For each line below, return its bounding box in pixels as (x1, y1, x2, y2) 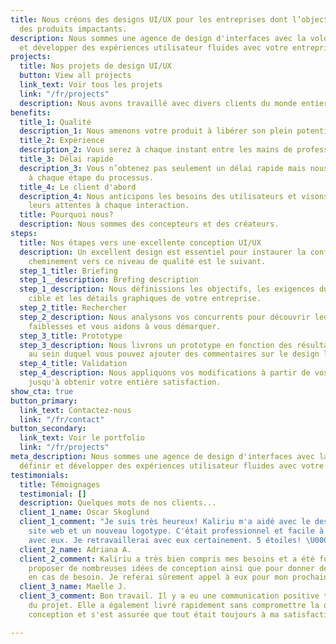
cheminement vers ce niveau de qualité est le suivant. (28, 256, 267, 266)
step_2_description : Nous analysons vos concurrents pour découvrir (19, 312, 311, 322)
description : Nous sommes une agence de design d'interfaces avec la (10, 33, 307, 43)
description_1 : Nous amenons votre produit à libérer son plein (19, 126, 293, 136)
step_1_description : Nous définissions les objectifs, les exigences (19, 284, 315, 295)
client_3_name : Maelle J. (19, 582, 128, 592)
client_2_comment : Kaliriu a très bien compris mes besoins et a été (19, 554, 315, 564)
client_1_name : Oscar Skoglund (19, 507, 150, 518)
